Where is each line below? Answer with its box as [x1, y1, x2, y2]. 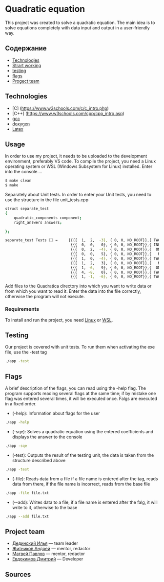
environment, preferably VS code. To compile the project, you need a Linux [5, 158, 156, 164]
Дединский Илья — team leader [12, 540, 79, 546]
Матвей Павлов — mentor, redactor [12, 551, 85, 557]
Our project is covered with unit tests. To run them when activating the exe [5, 344, 155, 350]
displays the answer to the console [12, 434, 82, 440]
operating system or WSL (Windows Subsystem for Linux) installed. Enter [5, 163, 153, 169]
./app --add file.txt [5, 514, 49, 519]
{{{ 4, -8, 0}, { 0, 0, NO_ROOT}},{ [70, 270, 152, 275]
